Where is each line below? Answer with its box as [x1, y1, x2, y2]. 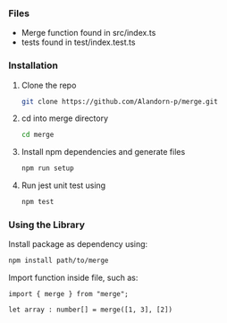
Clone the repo [21, 80, 77, 90]
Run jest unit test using [21, 180, 106, 191]
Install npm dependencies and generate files [21, 147, 186, 157]
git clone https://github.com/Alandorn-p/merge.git [21, 97, 218, 106]
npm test [21, 198, 55, 207]
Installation [8, 59, 59, 72]
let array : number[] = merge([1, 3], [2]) [8, 305, 173, 315]
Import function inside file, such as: [8, 272, 139, 284]
